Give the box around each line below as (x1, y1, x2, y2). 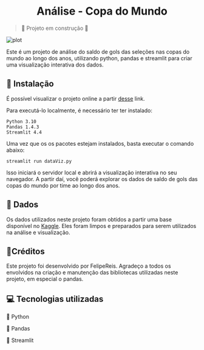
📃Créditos (6, 246, 45, 257)
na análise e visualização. (6, 229, 71, 236)
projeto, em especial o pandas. (6, 276, 84, 283)
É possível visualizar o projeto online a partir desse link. (6, 95, 145, 102)
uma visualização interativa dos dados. (6, 61, 104, 68)
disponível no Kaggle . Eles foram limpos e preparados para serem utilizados (6, 222, 197, 229)
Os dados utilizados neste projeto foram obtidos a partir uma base (6, 215, 172, 223)
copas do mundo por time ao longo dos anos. (6, 182, 120, 189)
